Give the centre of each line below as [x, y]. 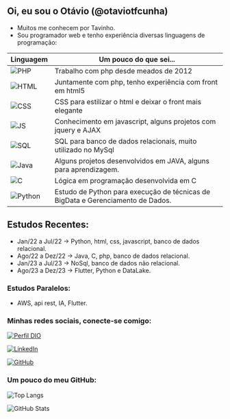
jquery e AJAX [78, 130]
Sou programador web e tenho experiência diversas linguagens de [111, 35]
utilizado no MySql [84, 149]
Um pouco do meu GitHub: [52, 380]
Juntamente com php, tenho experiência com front [136, 82]
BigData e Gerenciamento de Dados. [113, 200]
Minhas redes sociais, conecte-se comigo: [79, 320]
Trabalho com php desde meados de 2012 [124, 71]
